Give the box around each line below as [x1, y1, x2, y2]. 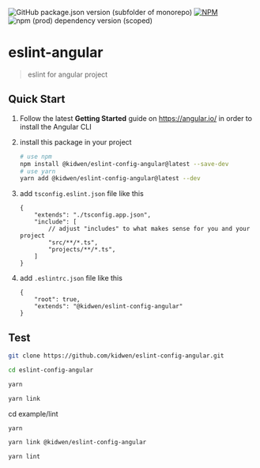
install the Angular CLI [19, 122, 92, 131]
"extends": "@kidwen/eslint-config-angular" [34, 303, 183, 311]
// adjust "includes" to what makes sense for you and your [48, 225, 251, 233]
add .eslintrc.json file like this [19, 274, 122, 283]
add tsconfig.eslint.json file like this [19, 189, 144, 198]
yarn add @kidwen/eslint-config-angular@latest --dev [19, 175, 201, 183]
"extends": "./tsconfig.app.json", [34, 211, 152, 219]
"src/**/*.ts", [48, 239, 99, 247]
